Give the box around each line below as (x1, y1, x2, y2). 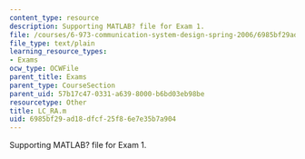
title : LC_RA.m (9, 106, 67, 115)
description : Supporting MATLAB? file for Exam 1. (9, 22, 205, 31)
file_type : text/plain (9, 38, 95, 48)
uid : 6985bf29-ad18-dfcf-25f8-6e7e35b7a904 (9, 114, 177, 124)
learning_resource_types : (9, 47, 107, 56)
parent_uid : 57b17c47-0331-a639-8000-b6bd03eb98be (9, 89, 205, 98)
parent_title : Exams (9, 73, 88, 82)
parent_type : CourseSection (9, 81, 116, 90)
